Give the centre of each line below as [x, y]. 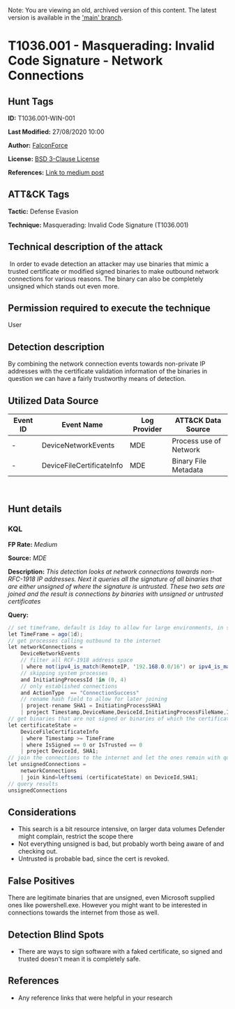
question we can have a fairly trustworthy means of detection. [97, 379]
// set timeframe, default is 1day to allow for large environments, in [116, 627]
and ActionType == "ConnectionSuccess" [80, 693]
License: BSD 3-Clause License [54, 159]
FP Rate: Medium [33, 544]
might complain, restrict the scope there [76, 837]
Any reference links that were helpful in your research [95, 998]
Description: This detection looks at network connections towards [104, 571]
